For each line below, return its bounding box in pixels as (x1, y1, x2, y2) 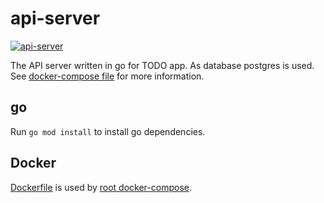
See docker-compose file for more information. (10, 70, 205, 82)
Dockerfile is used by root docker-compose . (10, 181, 192, 193)
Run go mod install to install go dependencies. (10, 125, 206, 137)
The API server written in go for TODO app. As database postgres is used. (10, 59, 315, 71)
